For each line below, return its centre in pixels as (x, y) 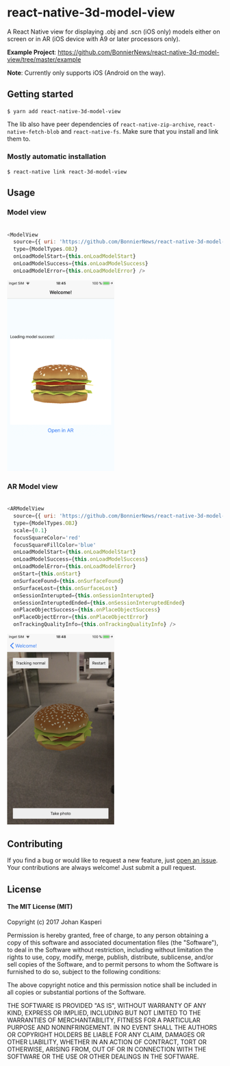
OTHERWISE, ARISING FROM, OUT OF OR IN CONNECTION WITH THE (107, 1049)
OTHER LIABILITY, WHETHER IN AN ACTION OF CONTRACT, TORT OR (107, 1042)
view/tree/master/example (44, 59)
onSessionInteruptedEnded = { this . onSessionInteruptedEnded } (99, 603)
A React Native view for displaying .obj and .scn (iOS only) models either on (114, 32)
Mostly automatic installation (57, 156)
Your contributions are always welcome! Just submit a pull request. (102, 868)
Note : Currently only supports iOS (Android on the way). (86, 73)
